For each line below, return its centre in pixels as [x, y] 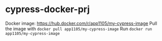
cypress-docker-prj [48, 9]
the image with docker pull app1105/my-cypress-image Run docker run [79, 28]
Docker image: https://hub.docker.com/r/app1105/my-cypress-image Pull [81, 23]
